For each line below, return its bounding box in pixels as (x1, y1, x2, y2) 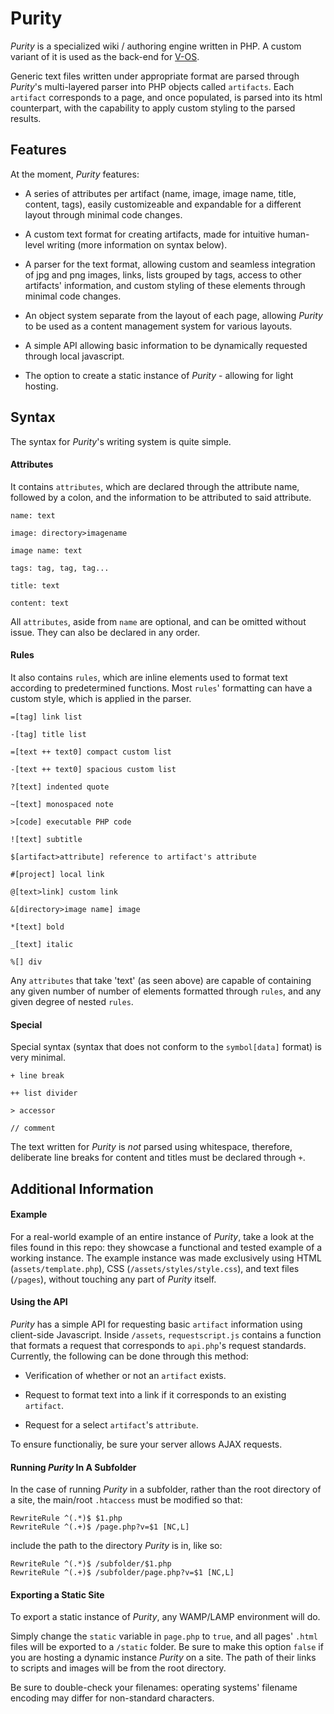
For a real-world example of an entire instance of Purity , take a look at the (10, 1230, 315, 1242)
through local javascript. (24, 350, 125, 362)
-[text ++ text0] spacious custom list (10, 764, 177, 774)
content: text (10, 598, 70, 608)
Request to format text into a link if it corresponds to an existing (24, 1388, 287, 1401)
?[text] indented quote (10, 782, 110, 792)
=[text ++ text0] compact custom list (10, 747, 172, 757)
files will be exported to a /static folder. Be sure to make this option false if (10, 1641, 324, 1653)
